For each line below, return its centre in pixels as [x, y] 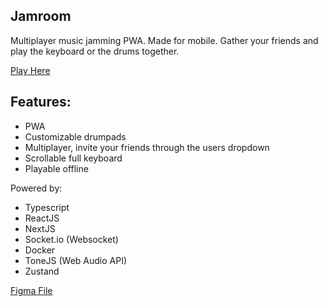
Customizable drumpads [75, 136]
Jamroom [41, 16]
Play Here [30, 70]
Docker [40, 250]
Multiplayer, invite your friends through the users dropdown [147, 147]
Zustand [42, 271]
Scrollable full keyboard [73, 158]
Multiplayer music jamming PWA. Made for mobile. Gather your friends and [164, 40]
